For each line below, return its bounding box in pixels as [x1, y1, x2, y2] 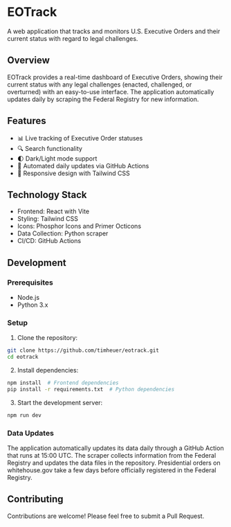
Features [7, 115, 46, 127]
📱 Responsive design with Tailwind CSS [17, 169, 130, 177]
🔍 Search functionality [17, 144, 83, 152]
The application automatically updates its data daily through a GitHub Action [7, 444, 224, 452]
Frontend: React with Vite [17, 207, 90, 215]
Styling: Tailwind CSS [17, 215, 78, 223]
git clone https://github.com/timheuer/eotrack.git [7, 347, 159, 354]
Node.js [17, 294, 40, 302]
